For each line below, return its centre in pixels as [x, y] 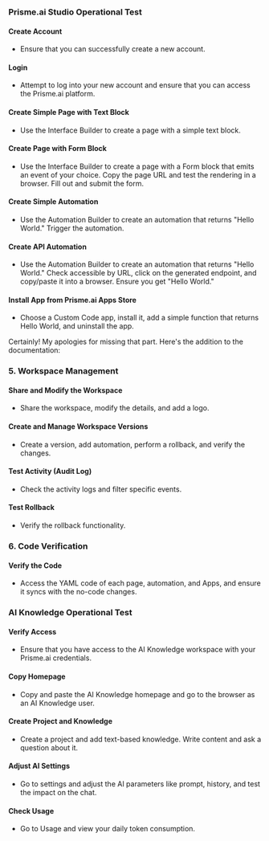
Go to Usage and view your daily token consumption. [107, 829]
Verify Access [33, 631]
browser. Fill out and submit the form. [82, 183]
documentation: [35, 350]
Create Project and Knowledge [61, 721]
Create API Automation [47, 247]
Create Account [35, 31]
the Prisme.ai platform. [57, 94]
